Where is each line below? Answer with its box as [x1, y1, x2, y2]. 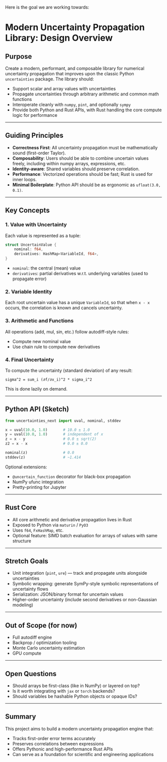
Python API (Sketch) [5, 405, 70, 413]
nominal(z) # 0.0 [5, 450, 75, 455]
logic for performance [12, 112, 58, 118]
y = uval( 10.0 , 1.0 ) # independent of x [5, 432, 103, 437]
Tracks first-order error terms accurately [12, 735, 96, 741]
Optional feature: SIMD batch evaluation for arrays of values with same [12, 532, 158, 538]
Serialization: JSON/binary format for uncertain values [12, 591, 124, 597]
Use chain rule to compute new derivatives [12, 344, 100, 350]
